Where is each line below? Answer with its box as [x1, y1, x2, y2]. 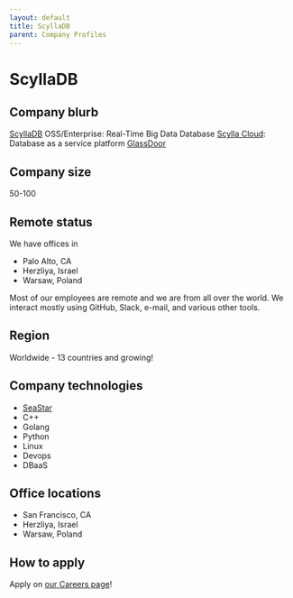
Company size [9, 164, 92, 179]
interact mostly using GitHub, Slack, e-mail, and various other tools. [9, 302, 261, 312]
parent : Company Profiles [9, 30, 106, 39]
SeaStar [22, 402, 52, 413]
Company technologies [9, 378, 143, 393]
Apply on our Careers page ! [9, 579, 113, 590]
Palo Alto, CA [22, 256, 72, 266]
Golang [22, 421, 50, 432]
